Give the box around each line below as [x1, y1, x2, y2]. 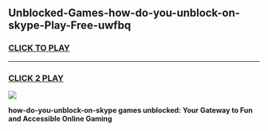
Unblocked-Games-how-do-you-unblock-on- [8, 6, 241, 20]
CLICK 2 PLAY [8, 72, 64, 83]
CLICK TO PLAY [8, 43, 70, 54]
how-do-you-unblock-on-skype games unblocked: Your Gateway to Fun [8, 105, 254, 114]
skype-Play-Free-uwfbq [8, 19, 132, 33]
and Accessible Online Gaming [8, 114, 112, 123]
